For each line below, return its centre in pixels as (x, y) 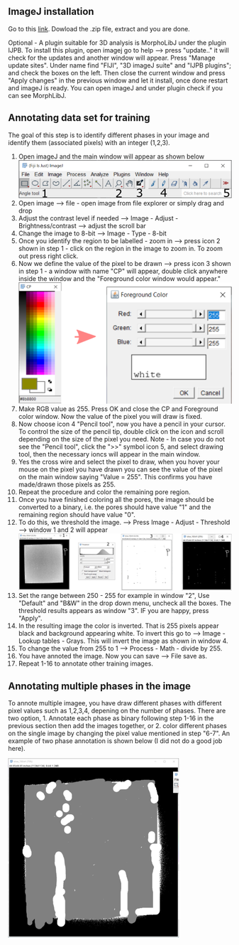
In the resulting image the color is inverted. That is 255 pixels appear (118, 626)
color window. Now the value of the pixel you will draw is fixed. (110, 417)
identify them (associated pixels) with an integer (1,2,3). (89, 142)
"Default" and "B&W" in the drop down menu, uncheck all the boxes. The (124, 603)
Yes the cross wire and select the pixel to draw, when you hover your (119, 462)
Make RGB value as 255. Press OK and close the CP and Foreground (118, 409)
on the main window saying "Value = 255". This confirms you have (115, 477)
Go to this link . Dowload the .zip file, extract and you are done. (99, 28)
